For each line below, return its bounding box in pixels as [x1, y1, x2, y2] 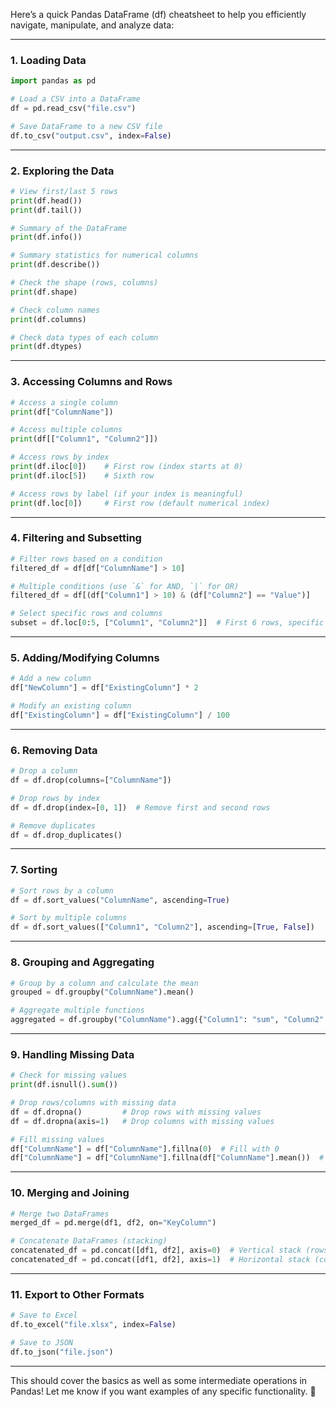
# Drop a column [10, 766, 78, 776]
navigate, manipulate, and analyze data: [10, 19, 175, 31]
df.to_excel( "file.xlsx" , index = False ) [10, 1320, 177, 1330]
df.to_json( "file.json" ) [10, 1347, 114, 1357]
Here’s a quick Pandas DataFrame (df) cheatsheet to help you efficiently [10, 9, 307, 20]
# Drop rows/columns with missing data [10, 1098, 177, 1108]
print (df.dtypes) [10, 342, 83, 352]
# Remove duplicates [10, 820, 97, 831]
